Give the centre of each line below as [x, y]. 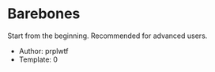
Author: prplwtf [43, 51]
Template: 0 [38, 59]
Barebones [44, 14]
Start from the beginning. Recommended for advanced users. [107, 36]
